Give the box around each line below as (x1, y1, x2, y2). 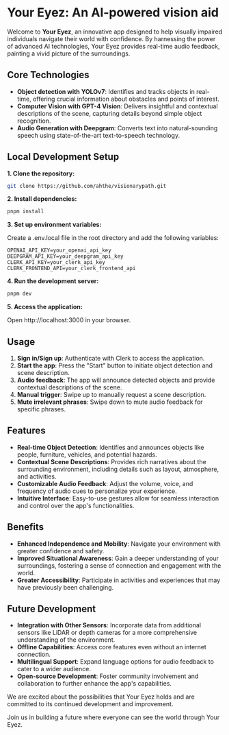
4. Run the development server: (7, 277, 99, 285)
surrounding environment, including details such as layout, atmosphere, (16, 465, 219, 473)
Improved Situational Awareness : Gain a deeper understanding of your (16, 554, 219, 562)
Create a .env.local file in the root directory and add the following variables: (7, 234, 219, 242)
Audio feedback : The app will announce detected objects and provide (16, 376, 215, 384)
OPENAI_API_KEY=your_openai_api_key (7, 247, 111, 254)
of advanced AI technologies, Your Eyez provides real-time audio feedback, (7, 42, 220, 50)
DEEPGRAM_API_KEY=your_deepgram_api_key (7, 253, 124, 260)
